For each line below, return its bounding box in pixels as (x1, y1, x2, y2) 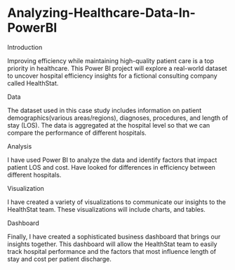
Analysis (7, 142, 32, 150)
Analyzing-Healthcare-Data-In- (7, 5, 196, 21)
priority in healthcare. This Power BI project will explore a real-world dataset (7, 64, 227, 72)
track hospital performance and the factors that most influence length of (7, 247, 217, 255)
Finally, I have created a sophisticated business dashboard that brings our (7, 232, 221, 241)
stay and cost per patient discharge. (7, 255, 112, 263)
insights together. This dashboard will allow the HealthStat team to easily (7, 240, 217, 248)
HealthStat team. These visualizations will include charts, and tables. (7, 205, 206, 213)
